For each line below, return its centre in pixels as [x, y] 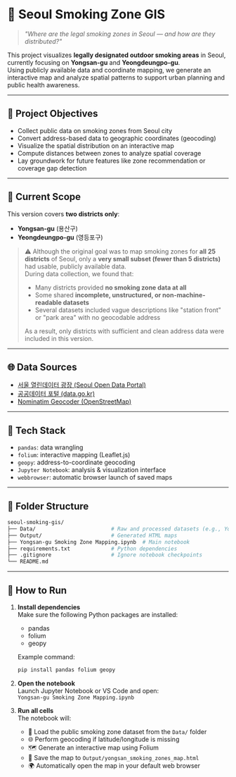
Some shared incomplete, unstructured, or [98, 294]
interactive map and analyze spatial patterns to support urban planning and [116, 77]
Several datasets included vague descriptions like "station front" [128, 310]
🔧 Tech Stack [37, 430]
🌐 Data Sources [42, 367]
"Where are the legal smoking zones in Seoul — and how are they [120, 34]
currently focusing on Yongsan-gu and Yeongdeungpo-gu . [94, 62]
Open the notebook [46, 683]
